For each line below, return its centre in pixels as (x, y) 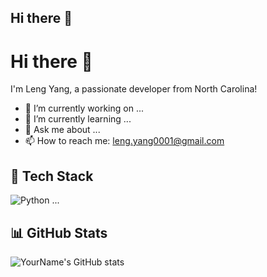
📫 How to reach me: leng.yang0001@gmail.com (124, 141)
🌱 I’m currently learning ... (78, 119)
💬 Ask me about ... (62, 130)
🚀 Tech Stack (52, 176)
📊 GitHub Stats (59, 232)
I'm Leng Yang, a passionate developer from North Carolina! (134, 89)
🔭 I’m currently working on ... (84, 108)
